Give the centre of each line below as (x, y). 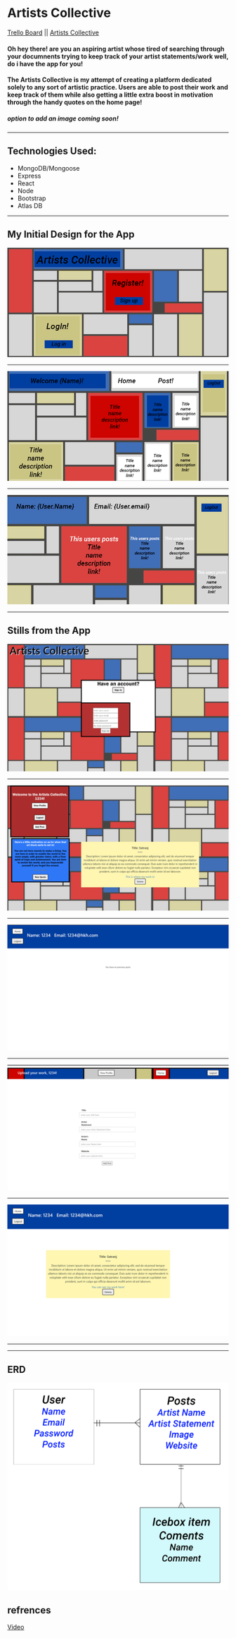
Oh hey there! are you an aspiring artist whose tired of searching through (116, 49)
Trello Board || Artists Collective (53, 32)
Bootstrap (32, 198)
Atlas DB (30, 205)
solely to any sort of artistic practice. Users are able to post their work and (118, 87)
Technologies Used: (52, 151)
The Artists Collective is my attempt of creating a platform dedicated (110, 80)
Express (29, 176)
